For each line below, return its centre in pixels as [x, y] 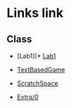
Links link [35, 13]
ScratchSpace [37, 83]
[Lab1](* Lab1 [36, 56]
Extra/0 [28, 97]
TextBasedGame [41, 70]
